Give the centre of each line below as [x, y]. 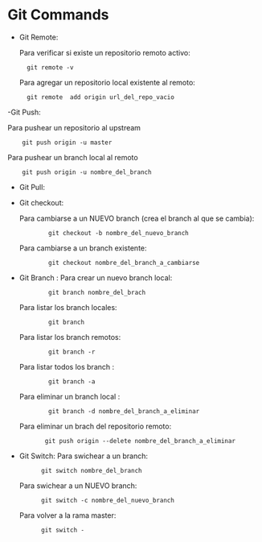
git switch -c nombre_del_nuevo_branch [107, 500]
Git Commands [58, 15]
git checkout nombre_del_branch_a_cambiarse [124, 263]
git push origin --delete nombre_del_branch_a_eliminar [140, 441]
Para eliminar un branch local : [70, 396]
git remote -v [50, 67]
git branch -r [72, 352]
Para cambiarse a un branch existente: [83, 248]
